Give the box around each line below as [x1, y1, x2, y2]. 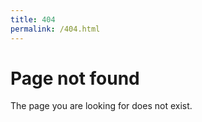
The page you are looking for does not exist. [10, 100, 193, 112]
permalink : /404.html [10, 24, 101, 34]
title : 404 [10, 14, 56, 25]
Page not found [10, 67, 140, 90]
